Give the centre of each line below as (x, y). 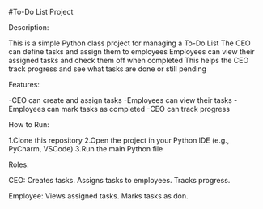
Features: (24, 85)
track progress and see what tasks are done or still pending (108, 69)
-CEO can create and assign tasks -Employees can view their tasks (120, 100)
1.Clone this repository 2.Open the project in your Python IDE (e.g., (119, 140)
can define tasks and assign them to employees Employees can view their (131, 51)
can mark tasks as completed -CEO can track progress (139, 109)
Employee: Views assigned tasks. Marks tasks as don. (98, 196)
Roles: (19, 164)
